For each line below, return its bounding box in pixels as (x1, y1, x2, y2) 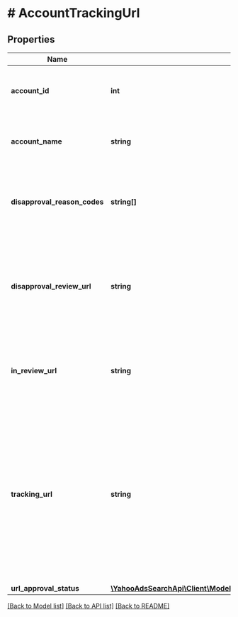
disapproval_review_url (11, 281, 91, 291)
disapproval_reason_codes (11, 197, 104, 207)
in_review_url (11, 366, 57, 375)
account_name (11, 136, 62, 146)
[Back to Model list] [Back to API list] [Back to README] (7, 602, 170, 610)
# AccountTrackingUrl (7, 5, 140, 21)
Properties (7, 33, 55, 45)
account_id (11, 86, 50, 95)
